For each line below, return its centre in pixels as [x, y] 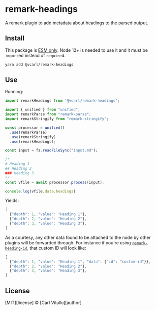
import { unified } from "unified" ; [43, 110]
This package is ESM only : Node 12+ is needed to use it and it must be [77, 50]
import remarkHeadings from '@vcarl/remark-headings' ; [62, 101]
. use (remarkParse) [29, 132]
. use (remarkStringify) [33, 137]
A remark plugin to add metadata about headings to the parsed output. [77, 23]
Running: [14, 92]
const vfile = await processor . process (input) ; [55, 182]
